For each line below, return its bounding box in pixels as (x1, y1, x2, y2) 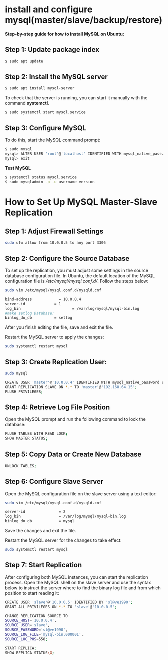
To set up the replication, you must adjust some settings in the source (5, 267, 149, 274)
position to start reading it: (5, 590, 59, 596)
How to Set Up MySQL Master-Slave (5, 196, 158, 207)
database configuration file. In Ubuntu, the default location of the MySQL (5, 273, 155, 279)
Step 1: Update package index (5, 45, 100, 54)
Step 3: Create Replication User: (5, 357, 107, 366)
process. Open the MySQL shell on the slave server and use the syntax (5, 579, 151, 585)
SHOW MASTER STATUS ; (5, 436, 48, 442)
